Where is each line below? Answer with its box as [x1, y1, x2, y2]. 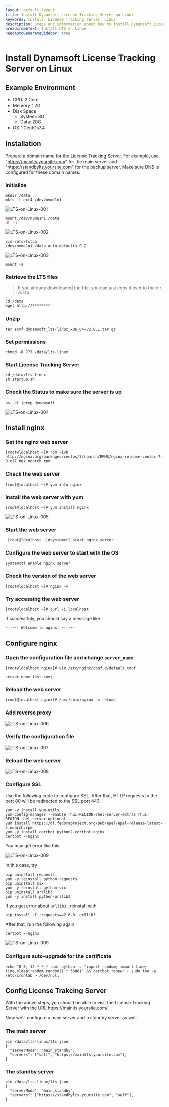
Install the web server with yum [5, 494, 84, 501]
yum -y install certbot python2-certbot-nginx [5, 830, 105, 835]
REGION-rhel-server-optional [5, 816, 66, 822]
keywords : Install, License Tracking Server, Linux [5, 17, 116, 22]
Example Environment [5, 83, 75, 92]
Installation [5, 139, 41, 148]
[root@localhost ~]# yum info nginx [5, 482, 82, 487]
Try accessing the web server [5, 595, 79, 602]
